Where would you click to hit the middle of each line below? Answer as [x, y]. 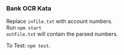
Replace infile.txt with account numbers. [59, 22]
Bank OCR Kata [29, 8]
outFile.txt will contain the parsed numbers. [62, 34]
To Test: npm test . [28, 45]
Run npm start [24, 27]
